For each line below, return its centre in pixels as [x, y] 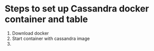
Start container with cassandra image [51, 38]
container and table [46, 19]
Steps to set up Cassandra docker [77, 9]
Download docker [30, 33]
